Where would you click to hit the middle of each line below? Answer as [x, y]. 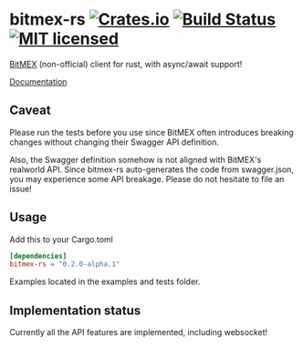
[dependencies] [38, 256]
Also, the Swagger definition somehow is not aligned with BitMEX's [136, 159]
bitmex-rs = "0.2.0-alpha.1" [65, 264]
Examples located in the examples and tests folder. [105, 281]
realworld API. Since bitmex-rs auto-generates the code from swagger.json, [152, 169]
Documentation [38, 81]
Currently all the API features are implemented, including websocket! [139, 332]
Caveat [31, 111]
